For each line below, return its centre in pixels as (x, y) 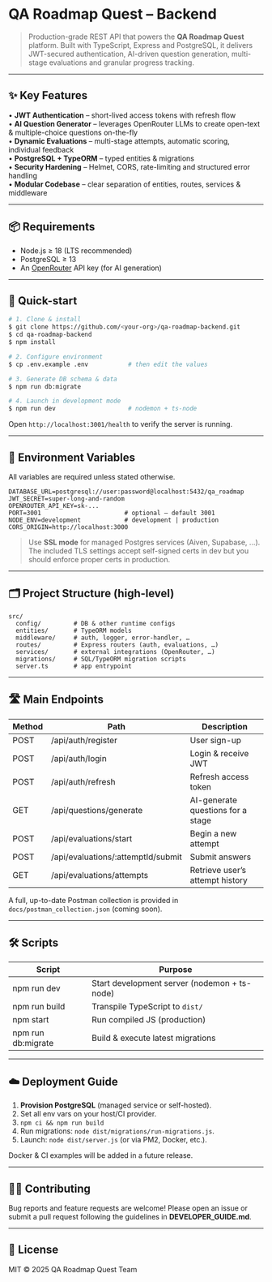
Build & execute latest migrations (154, 1038)
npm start (31, 1020)
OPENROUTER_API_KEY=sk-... (54, 505)
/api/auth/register (84, 740)
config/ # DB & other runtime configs (96, 623)
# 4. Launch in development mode (65, 401)
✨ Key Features (48, 95)
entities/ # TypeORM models (74, 630)
